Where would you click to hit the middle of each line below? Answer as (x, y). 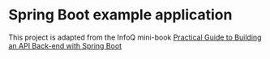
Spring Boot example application (120, 15)
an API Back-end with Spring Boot (65, 45)
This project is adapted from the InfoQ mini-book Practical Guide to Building (135, 37)
